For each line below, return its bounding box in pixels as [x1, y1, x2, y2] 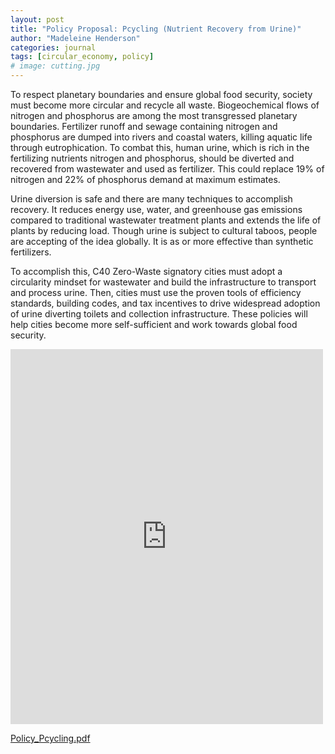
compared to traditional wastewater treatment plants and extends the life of [10, 214, 322, 226]
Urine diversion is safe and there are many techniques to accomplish [10, 193, 293, 205]
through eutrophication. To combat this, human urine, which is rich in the [10, 142, 310, 153]
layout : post [10, 14, 65, 25]
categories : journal [10, 42, 97, 53]
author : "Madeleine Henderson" [10, 33, 141, 43]
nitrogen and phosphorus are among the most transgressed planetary [10, 110, 298, 121]
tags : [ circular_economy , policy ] [10, 52, 155, 62]
